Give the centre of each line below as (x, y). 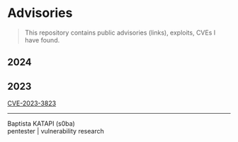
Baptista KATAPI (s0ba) (41, 124)
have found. (42, 40)
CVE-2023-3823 (32, 103)
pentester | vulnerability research (56, 131)
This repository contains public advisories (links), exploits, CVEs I (120, 32)
